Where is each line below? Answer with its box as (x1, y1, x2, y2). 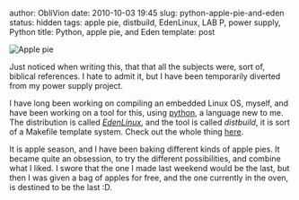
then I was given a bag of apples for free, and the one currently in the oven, (9, 172, 289, 183)
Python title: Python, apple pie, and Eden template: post (9, 27, 215, 37)
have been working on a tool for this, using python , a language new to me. (9, 108, 284, 117)
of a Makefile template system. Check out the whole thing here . (9, 126, 244, 137)
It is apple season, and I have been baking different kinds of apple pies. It (9, 143, 280, 154)
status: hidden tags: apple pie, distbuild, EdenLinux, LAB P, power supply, (9, 17, 281, 28)
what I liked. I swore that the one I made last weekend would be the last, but (9, 163, 290, 173)
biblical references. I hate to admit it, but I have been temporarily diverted (9, 71, 281, 82)
